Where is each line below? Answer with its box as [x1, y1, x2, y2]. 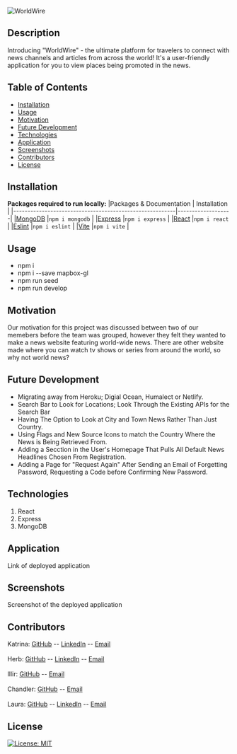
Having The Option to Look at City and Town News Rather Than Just [17, 414, 217, 424]
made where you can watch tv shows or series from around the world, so [7, 346, 221, 354]
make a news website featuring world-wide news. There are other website [7, 338, 224, 347]
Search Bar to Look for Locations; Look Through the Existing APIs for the [17, 400, 230, 408]
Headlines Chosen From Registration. [17, 453, 127, 461]
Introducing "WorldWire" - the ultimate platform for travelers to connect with [7, 46, 230, 54]
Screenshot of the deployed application [7, 601, 122, 609]
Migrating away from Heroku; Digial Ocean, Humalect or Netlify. [17, 393, 204, 401]
